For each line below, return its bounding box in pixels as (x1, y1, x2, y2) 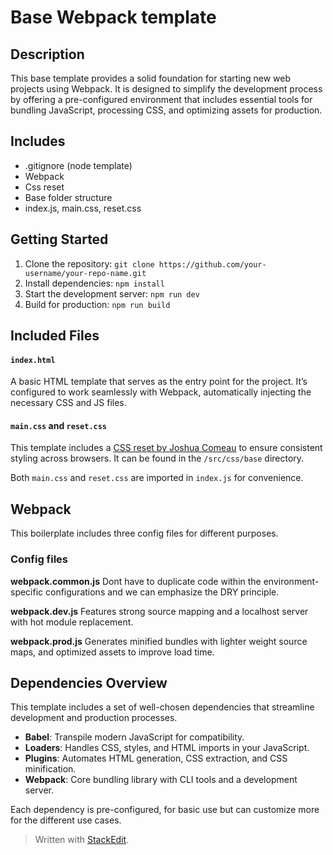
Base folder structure (24, 191, 113, 203)
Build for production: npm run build (24, 298, 171, 310)
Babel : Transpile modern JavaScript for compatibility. (24, 731, 245, 743)
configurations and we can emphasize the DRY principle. (45, 586, 280, 598)
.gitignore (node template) (24, 159, 133, 171)
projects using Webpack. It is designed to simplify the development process (10, 83, 323, 95)
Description (10, 46, 85, 63)
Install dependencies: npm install (24, 277, 165, 289)
